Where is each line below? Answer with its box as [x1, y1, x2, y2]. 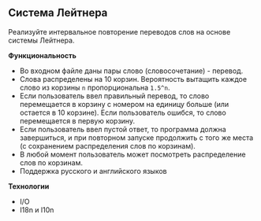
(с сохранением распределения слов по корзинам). [19, 141, 196, 150]
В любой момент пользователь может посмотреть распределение [19, 149, 246, 159]
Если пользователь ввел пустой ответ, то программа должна [19, 124, 226, 134]
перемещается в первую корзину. [19, 116, 136, 125]
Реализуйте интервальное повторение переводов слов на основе [8, 27, 231, 36]
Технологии [8, 181, 50, 191]
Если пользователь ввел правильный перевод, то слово [19, 90, 210, 101]
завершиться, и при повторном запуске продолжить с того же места [19, 133, 254, 142]
